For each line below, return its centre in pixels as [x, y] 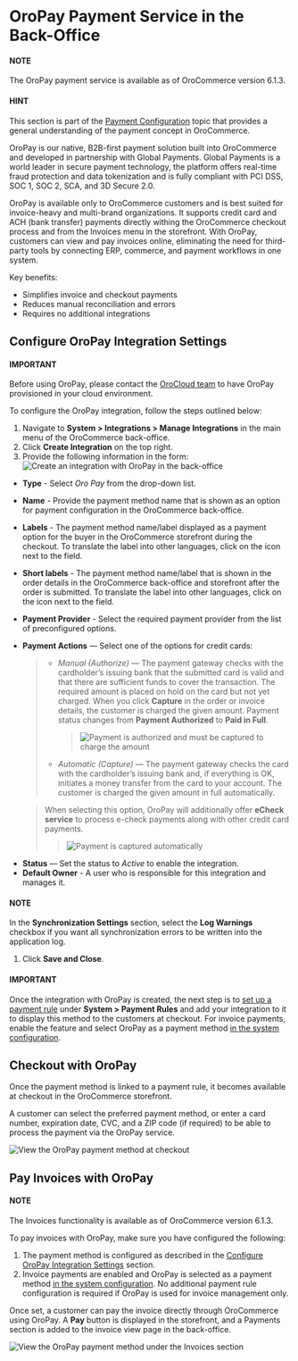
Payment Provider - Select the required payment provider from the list [152, 619]
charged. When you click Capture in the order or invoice [161, 701]
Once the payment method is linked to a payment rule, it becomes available [148, 1087]
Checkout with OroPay [73, 1065]
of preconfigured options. [69, 629]
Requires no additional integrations [86, 313]
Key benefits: [33, 277]
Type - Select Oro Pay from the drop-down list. [109, 483]
